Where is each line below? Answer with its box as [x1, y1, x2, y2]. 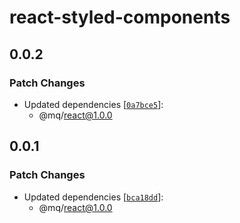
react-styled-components [9, 6, 231, 29]
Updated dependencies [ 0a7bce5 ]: [23, 98, 164, 110]
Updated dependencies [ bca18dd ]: [23, 191, 164, 203]
